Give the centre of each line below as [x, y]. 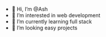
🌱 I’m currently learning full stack [52, 21]
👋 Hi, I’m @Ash [30, 9]
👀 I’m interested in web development [56, 15]
